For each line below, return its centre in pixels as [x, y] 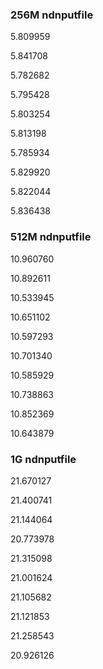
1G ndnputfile [43, 459]
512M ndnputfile [51, 237]
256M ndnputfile [52, 15]
